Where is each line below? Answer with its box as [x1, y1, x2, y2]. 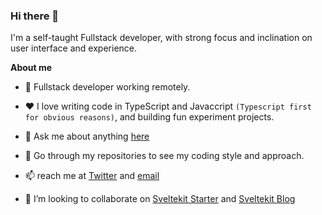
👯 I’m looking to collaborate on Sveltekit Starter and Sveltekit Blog [24, 193, 296, 205]
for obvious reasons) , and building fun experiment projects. [24, 111, 275, 123]
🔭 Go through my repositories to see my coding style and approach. [24, 150, 305, 162]
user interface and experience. [10, 42, 138, 54]
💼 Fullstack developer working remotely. [24, 81, 191, 93]
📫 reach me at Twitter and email [24, 170, 160, 182]
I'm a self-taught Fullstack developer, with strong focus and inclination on [10, 32, 313, 44]
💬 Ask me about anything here [24, 130, 150, 143]
